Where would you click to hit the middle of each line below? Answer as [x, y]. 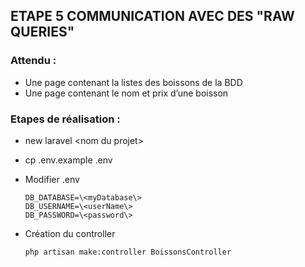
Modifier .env [52, 179]
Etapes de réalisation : [65, 119]
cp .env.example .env [68, 160]
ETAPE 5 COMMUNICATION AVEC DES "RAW [152, 16]
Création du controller [70, 233]
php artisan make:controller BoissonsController [128, 252]
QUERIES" [42, 32]
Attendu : [33, 61]
